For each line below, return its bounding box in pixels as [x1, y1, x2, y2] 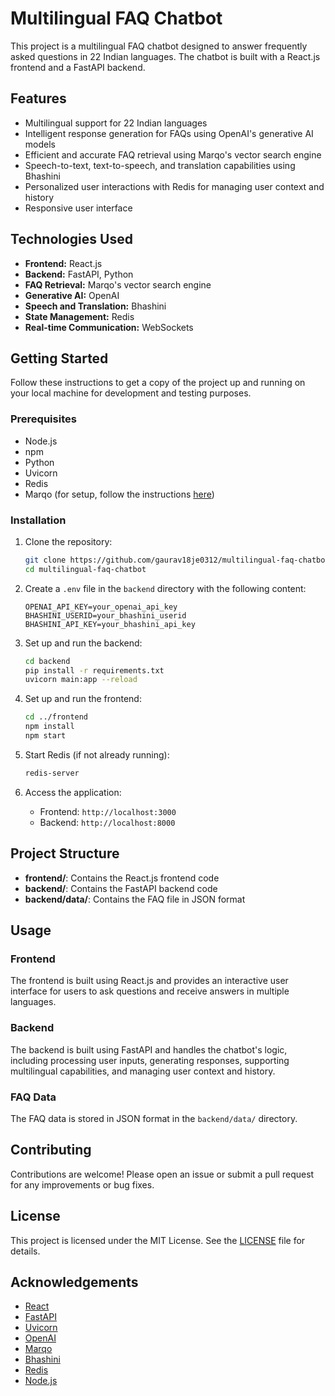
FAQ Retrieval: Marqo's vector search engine [24, 278, 212, 291]
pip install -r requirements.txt [24, 665, 165, 676]
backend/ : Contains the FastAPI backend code [24, 882, 218, 894]
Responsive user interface [24, 202, 133, 214]
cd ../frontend [24, 712, 89, 722]
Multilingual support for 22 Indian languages [24, 117, 208, 129]
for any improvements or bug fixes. [10, 1178, 155, 1191]
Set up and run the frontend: [24, 693, 142, 705]
